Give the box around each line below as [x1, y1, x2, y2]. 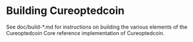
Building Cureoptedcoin [6, 4, 125, 17]
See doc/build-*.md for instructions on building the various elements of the [6, 23, 188, 30]
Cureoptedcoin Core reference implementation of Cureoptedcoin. [6, 29, 165, 36]
